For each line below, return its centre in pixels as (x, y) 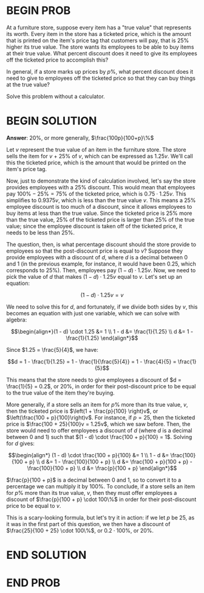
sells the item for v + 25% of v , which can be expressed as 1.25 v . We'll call (100, 156)
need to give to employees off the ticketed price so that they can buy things (101, 78)
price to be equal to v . (34, 505)
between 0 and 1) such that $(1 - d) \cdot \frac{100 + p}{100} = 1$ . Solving (99, 437)
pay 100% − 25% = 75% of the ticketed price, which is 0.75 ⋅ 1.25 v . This (96, 194)
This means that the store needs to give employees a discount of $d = (94, 380)
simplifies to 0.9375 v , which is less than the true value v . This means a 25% (101, 200)
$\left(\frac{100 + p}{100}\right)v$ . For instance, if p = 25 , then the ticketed (101, 417)
